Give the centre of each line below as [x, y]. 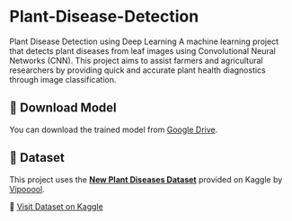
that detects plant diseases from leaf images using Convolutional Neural [142, 50]
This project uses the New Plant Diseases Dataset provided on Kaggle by [146, 179]
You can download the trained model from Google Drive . [114, 129]
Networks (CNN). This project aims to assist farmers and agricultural [136, 60]
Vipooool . [27, 189]
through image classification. [63, 79]
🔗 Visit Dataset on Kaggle [56, 206]
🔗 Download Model [63, 108]
